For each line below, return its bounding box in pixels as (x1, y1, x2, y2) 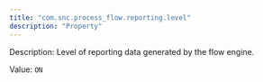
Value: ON (9, 64, 43, 75)
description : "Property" (9, 22, 103, 31)
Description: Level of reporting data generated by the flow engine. (9, 46, 255, 57)
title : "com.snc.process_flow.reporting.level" (9, 13, 192, 23)
